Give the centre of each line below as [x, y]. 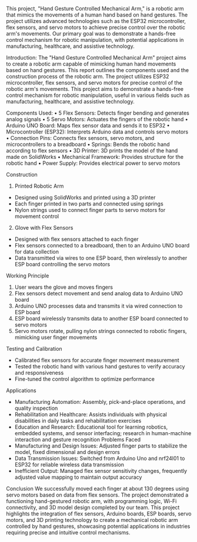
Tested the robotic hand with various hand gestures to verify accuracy [100, 366]
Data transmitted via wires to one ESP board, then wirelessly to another [101, 258]
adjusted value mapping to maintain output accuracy [78, 477]
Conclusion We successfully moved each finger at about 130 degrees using [98, 489]
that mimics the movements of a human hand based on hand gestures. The [97, 15]
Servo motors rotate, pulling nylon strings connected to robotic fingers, [101, 331]
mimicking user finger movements [56, 337]
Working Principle [28, 276]
